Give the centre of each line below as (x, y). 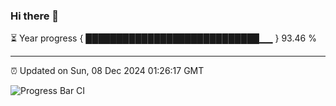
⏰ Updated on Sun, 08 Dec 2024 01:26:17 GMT (107, 71)
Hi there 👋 (35, 16)
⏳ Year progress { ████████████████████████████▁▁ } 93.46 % (163, 38)
